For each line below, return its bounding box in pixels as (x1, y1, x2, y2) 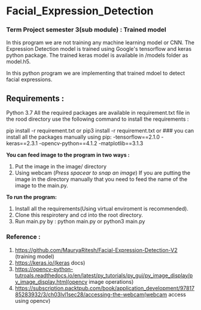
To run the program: (6, 194, 57, 201)
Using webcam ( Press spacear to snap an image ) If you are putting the (14, 169, 190, 177)
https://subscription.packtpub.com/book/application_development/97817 (14, 284, 195, 291)
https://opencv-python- (14, 265, 74, 272)
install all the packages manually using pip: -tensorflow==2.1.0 (6, 133, 160, 141)
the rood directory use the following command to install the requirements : (6, 115, 189, 123)
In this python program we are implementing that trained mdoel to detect (6, 70, 185, 77)
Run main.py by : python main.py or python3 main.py (14, 218, 145, 225)
